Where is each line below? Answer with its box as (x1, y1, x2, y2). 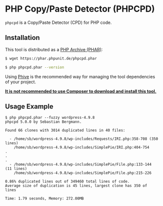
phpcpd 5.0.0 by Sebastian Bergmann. (5, 119, 82, 125)
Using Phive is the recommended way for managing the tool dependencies (5, 74, 155, 79)
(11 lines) (5, 167, 27, 171)
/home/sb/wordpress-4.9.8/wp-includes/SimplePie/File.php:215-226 (14, 170, 152, 176)
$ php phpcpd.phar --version (5, 65, 64, 70)
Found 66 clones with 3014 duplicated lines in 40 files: (5, 128, 125, 133)
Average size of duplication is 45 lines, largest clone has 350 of (5, 184, 147, 188)
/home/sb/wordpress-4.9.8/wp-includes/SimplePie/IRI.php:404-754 (14, 145, 150, 150)
